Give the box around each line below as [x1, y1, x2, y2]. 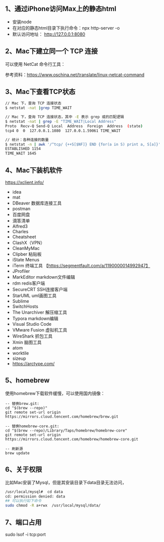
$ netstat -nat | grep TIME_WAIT [5, 105, 72, 110]
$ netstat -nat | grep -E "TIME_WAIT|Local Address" [5, 119, 116, 124]
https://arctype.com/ [12, 361, 55, 366]
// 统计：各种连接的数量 [5, 137, 49, 142]
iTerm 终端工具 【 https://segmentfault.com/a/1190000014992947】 [12, 263, 150, 268]
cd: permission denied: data [5, 494, 65, 499]
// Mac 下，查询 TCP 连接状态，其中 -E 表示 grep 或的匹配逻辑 [5, 114, 124, 120]
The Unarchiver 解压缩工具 [12, 309, 67, 315]
